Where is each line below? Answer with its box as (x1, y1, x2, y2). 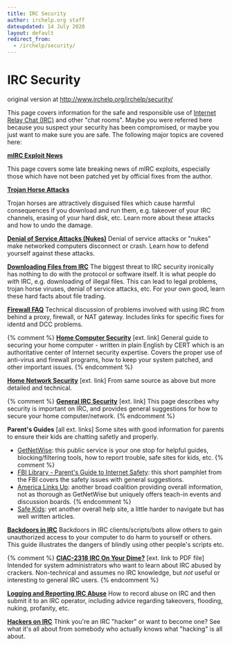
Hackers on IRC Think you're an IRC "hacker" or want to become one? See (7, 617, 221, 625)
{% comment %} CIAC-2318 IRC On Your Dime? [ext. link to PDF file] (7, 553, 204, 562)
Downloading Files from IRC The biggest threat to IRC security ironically (7, 262, 214, 271)
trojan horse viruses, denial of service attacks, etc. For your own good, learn (7, 285, 225, 293)
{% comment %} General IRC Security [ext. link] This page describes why (7, 397, 220, 405)
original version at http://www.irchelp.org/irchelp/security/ (7, 95, 173, 103)
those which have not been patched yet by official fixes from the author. (7, 172, 213, 180)
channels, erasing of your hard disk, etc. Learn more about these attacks (7, 213, 215, 222)
